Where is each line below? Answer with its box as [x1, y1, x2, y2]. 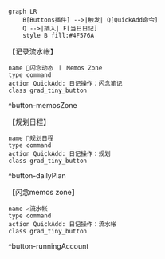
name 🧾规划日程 [8, 134, 54, 142]
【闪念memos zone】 [8, 188, 79, 197]
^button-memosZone [8, 101, 77, 110]
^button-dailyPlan [8, 171, 66, 180]
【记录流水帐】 [8, 46, 57, 56]
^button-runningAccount [8, 241, 89, 251]
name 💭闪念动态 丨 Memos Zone [8, 64, 103, 72]
